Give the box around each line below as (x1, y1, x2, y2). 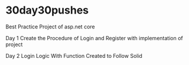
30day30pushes (5, 4, 89, 17)
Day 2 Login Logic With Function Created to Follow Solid (5, 52, 143, 59)
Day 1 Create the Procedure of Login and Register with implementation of (5, 34, 184, 41)
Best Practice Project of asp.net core (5, 23, 95, 30)
